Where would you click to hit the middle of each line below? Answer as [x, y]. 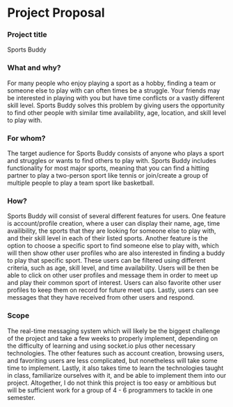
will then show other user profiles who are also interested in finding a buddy [116, 253]
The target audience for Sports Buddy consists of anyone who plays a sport [116, 153]
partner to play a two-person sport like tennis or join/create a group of [108, 176]
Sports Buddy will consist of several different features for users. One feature [116, 216]
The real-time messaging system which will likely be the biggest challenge [114, 331]
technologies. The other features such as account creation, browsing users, [116, 353]
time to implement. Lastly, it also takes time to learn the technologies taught [115, 368]
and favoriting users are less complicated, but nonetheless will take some [112, 360]
